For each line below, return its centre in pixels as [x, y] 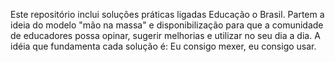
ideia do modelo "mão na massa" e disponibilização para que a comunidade [167, 25]
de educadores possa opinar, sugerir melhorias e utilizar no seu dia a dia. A [165, 35]
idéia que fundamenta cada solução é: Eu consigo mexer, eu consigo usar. [163, 46]
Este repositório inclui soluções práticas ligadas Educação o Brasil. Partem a [167, 14]
